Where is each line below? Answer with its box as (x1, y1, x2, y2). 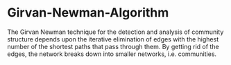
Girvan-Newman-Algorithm (7, 5, 169, 21)
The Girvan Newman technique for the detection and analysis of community (7, 28, 224, 36)
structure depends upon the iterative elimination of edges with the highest (7, 35, 219, 43)
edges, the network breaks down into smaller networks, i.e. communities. (7, 50, 217, 58)
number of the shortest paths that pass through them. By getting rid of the (7, 42, 220, 50)
